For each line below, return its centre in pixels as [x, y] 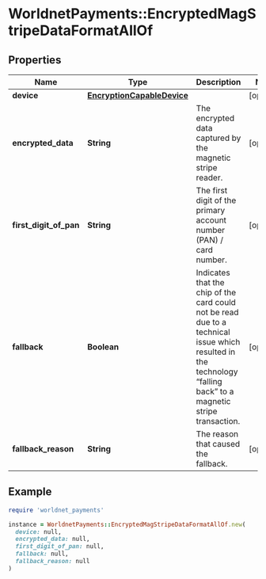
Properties [35, 60]
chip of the [216, 292]
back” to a [215, 391]
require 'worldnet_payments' [56, 510]
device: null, [38, 531]
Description [218, 82]
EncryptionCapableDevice [137, 95]
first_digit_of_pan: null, [60, 547]
